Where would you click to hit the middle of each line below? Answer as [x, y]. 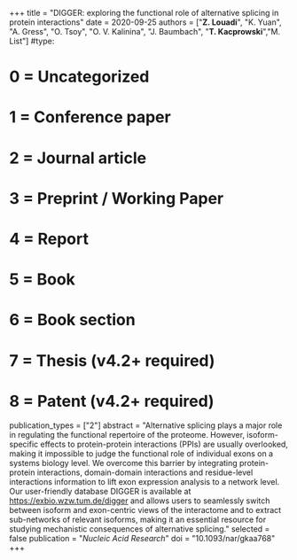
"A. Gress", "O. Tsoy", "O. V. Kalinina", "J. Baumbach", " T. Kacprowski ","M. [145, 31]
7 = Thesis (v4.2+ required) [112, 360]
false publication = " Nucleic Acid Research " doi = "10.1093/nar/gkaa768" [142, 539]
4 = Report [49, 239]
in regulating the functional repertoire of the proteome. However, [127, 435]
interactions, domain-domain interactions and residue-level [145, 472]
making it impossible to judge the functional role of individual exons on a [141, 454]
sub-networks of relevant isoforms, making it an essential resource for [138, 520]
